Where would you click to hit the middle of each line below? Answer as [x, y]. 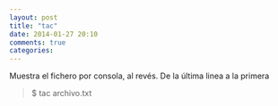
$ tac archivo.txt [61, 94]
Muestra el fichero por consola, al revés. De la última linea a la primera [139, 76]
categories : [31, 51]
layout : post [34, 17]
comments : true [38, 42]
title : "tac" [34, 26]
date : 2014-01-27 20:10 [54, 34]
